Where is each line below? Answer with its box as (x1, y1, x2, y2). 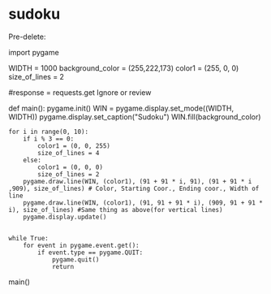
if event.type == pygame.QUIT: (37, 249, 144, 257)
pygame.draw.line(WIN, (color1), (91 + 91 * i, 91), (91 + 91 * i (23, 177, 252, 185)
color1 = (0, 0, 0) (37, 163, 104, 171)
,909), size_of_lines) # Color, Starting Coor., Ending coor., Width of (8, 184, 260, 192)
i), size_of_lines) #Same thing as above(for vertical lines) (8, 205, 223, 214)
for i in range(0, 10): (8, 128, 89, 136)
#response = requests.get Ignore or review (8, 87, 152, 97)
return (51, 262, 75, 270)
